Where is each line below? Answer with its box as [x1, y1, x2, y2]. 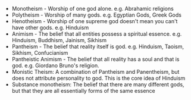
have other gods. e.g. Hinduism [11, 24, 89, 31]
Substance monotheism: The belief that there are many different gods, [11, 81, 184, 88]
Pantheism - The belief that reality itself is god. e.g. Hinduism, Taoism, [11, 43, 184, 50]
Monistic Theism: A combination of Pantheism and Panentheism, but [11, 68, 180, 75]
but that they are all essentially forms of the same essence [11, 87, 156, 94]
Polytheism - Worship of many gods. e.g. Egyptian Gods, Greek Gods [11, 11, 181, 18]
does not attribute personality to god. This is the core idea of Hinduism [11, 74, 186, 82]
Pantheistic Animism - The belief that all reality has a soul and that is [11, 56, 180, 62]
